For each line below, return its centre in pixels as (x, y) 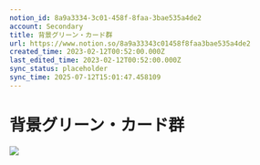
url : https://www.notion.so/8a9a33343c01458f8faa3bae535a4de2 (130, 43)
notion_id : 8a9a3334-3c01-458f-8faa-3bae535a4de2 (106, 18)
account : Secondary (47, 26)
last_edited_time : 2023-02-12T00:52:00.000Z (95, 60)
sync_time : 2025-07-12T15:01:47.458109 (85, 77)
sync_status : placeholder (58, 69)
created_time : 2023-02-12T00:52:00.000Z (88, 52)
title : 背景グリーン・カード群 (61, 35)
